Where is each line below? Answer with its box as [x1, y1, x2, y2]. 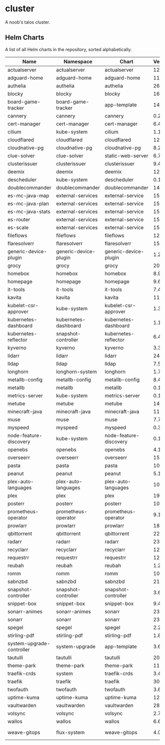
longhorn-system [56, 368, 97, 375]
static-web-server [105, 152, 149, 159]
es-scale [7, 224, 29, 231]
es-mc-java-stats [7, 208, 51, 215]
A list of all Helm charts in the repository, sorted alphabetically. [5, 46, 132, 52]
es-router [7, 216, 30, 223]
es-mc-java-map [7, 192, 50, 199]
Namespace [63, 58, 92, 65]
